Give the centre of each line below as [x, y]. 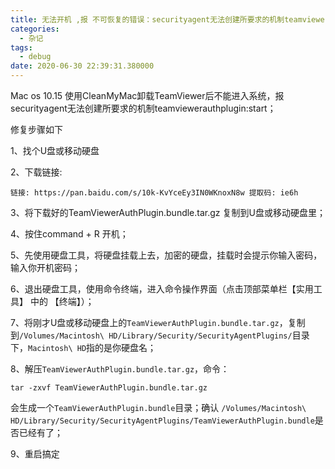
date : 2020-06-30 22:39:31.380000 [82, 66]
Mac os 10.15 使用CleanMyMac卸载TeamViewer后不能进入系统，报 [147, 95]
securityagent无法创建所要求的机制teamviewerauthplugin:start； [143, 108]
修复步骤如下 [36, 129]
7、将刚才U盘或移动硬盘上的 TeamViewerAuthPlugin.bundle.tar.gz [145, 322]
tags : [21, 47]
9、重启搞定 [35, 454]
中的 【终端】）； [62, 301]
